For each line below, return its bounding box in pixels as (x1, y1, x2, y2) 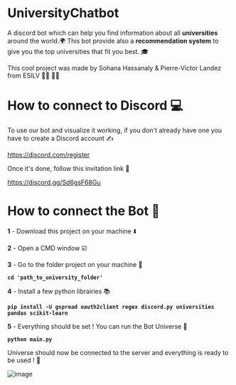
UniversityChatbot (7, 5, 119, 21)
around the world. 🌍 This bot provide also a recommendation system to (7, 36, 219, 45)
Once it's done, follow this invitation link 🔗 (7, 164, 130, 172)
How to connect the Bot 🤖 (7, 203, 160, 219)
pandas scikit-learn (7, 310, 69, 317)
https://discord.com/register (7, 150, 90, 159)
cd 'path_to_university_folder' (7, 274, 103, 281)
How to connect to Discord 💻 (7, 97, 183, 114)
